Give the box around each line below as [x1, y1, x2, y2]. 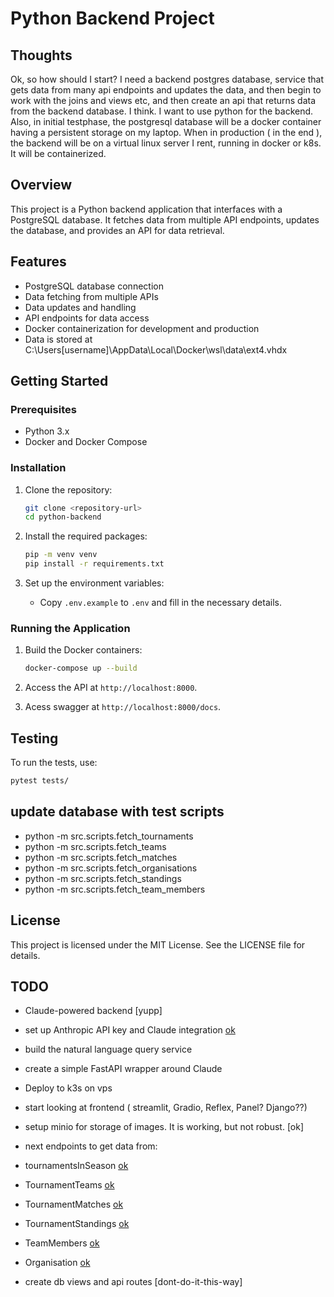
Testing [10, 730, 59, 747]
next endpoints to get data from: [24, 1140, 158, 1152]
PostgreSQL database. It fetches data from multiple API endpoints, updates [10, 213, 320, 226]
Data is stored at [24, 333, 93, 345]
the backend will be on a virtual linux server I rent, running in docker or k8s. [10, 137, 322, 149]
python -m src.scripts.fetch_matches [24, 851, 178, 863]
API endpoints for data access [24, 312, 150, 324]
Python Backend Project [10, 7, 215, 30]
